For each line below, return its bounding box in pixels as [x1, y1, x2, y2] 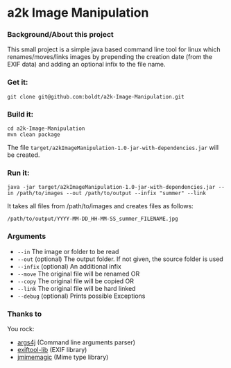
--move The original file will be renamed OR [17, 269, 140, 278]
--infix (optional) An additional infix [17, 262, 121, 270]
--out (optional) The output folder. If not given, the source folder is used [17, 255, 223, 263]
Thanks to [7, 309, 42, 319]
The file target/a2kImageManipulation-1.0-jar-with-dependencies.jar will [7, 144, 219, 152]
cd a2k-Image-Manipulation [7, 125, 85, 133]
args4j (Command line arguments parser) [17, 338, 136, 346]
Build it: [7, 109, 33, 119]
